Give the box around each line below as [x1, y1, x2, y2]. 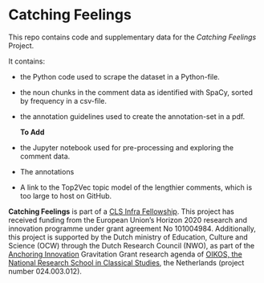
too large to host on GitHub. [19, 191, 112, 200]
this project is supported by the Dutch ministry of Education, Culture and [8, 232, 249, 242]
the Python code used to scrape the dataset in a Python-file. [19, 72, 221, 81]
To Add [19, 127, 45, 137]
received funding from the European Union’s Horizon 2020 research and [8, 215, 247, 224]
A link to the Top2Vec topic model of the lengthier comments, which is [19, 183, 253, 192]
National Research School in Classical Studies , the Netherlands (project [8, 257, 245, 267]
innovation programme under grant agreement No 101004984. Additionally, [8, 224, 257, 233]
